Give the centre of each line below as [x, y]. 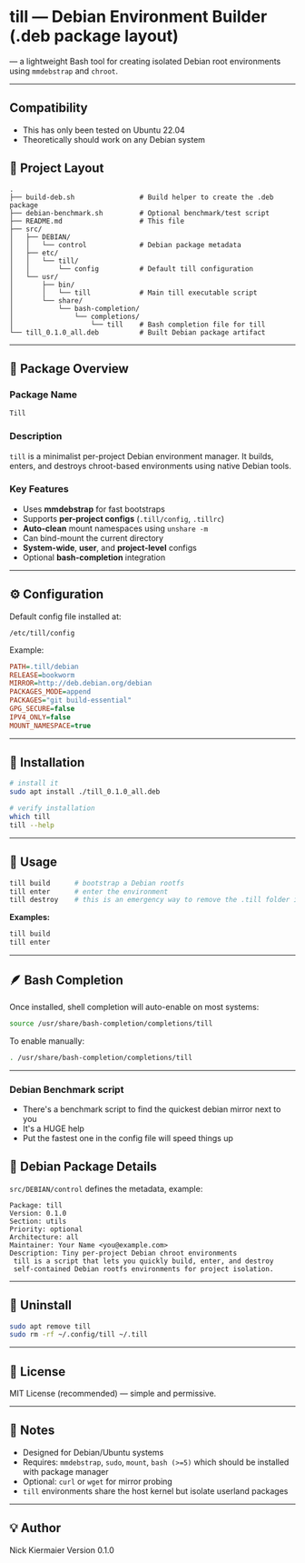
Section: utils [38, 1221]
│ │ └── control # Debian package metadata [126, 245]
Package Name [44, 395]
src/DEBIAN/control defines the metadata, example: [106, 1188]
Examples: [30, 917]
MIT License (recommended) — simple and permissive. [113, 1394]
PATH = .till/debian [44, 666]
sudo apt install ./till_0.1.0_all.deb [85, 792]
